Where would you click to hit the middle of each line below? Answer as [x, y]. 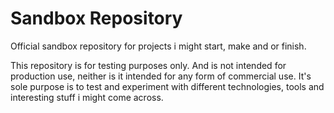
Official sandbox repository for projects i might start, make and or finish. [158, 46]
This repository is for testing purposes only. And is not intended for [148, 65]
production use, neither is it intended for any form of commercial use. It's [161, 76]
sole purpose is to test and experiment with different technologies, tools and [167, 86]
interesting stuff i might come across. [87, 97]
